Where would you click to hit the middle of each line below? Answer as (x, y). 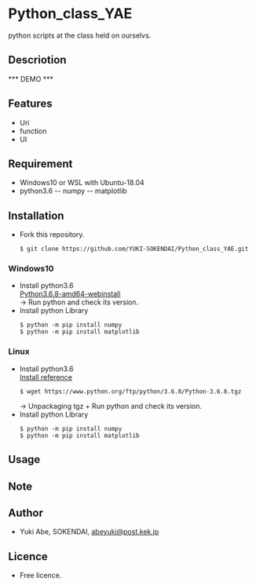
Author (26, 513)
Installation (36, 215)
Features (30, 104)
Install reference (46, 377)
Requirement (40, 164)
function (33, 131)
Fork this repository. (52, 235)
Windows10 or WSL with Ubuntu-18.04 (82, 183)
